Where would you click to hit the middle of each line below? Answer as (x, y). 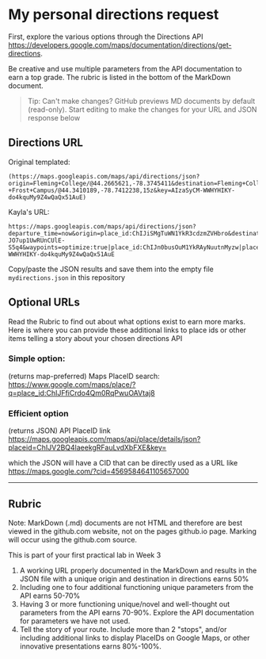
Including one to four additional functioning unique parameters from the (137, 587)
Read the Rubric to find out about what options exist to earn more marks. (127, 321)
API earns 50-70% (50, 596)
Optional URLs (44, 303)
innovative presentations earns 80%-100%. (91, 646)
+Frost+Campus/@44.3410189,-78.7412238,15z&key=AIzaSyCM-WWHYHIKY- (122, 190)
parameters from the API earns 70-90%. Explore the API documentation (137, 612)
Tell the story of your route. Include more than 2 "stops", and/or (123, 629)
